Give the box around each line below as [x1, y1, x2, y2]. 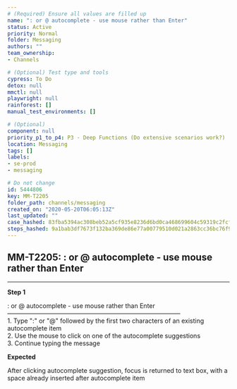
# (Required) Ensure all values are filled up [7, 10, 147, 18]
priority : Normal [7, 30, 59, 37]
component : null [7, 128, 55, 135]
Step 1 [7, 288, 26, 296]
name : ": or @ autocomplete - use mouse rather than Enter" [7, 17, 188, 24]
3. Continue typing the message [7, 339, 101, 347]
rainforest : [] [7, 101, 52, 109]
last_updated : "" [7, 212, 59, 219]
